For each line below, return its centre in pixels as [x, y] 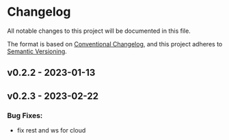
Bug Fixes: [25, 115]
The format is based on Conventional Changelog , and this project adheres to [115, 44]
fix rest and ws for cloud [51, 130]
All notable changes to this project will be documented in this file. [99, 31]
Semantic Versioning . [37, 51]
